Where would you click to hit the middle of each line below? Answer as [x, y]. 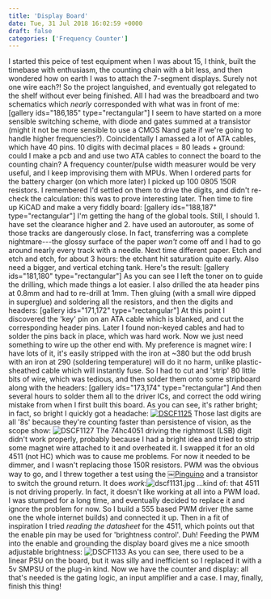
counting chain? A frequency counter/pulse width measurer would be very [132, 165]
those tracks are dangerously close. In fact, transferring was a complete [129, 233]
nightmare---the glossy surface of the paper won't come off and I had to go [135, 242]
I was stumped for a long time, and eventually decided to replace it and [127, 500]
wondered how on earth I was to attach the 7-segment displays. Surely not [133, 78]
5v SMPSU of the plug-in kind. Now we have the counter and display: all [129, 569]
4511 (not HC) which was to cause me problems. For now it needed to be [129, 457]
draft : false [30, 31]
